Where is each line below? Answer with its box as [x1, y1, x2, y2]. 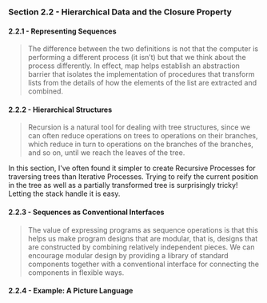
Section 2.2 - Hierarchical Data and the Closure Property [8, 6, 232, 18]
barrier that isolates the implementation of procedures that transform [27, 70, 255, 79]
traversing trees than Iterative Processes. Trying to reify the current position [8, 172, 258, 181]
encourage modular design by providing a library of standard [27, 250, 229, 260]
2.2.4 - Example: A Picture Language [8, 286, 133, 296]
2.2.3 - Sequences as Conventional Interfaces [8, 207, 165, 217]
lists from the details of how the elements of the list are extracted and [27, 78, 257, 88]
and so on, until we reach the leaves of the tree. [27, 148, 185, 157]
